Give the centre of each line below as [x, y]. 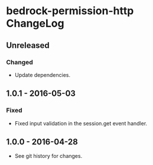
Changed [20, 62]
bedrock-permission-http [70, 11]
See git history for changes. [48, 156]
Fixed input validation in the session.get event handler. [81, 123]
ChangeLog [35, 23]
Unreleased [28, 45]
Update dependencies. [43, 75]
